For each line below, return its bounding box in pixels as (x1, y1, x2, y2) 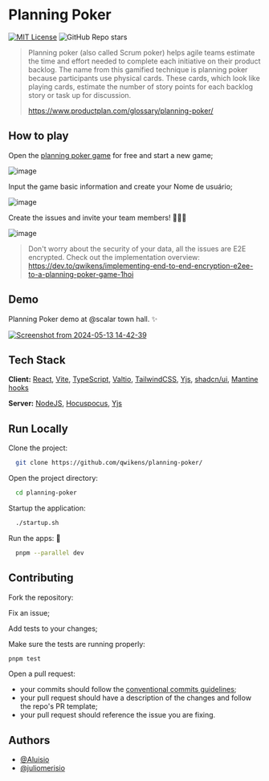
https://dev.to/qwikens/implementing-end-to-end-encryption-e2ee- (27, 261, 254, 271)
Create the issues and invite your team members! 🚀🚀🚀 (8, 213, 187, 222)
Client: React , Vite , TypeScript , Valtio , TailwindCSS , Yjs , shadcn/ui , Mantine (8, 375, 259, 384)
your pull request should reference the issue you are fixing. (19, 710, 216, 720)
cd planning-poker (15, 489, 78, 497)
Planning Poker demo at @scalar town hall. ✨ (8, 314, 158, 323)
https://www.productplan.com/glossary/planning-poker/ (27, 106, 214, 116)
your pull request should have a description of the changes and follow (19, 693, 251, 703)
